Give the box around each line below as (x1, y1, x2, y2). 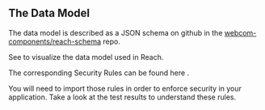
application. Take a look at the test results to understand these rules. (8, 92, 237, 102)
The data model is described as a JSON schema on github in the (8, 27, 223, 37)
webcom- (224, 27, 257, 37)
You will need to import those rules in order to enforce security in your (8, 83, 242, 93)
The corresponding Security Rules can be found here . (8, 68, 190, 78)
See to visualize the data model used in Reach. (8, 52, 164, 61)
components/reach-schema (8, 36, 102, 46)
